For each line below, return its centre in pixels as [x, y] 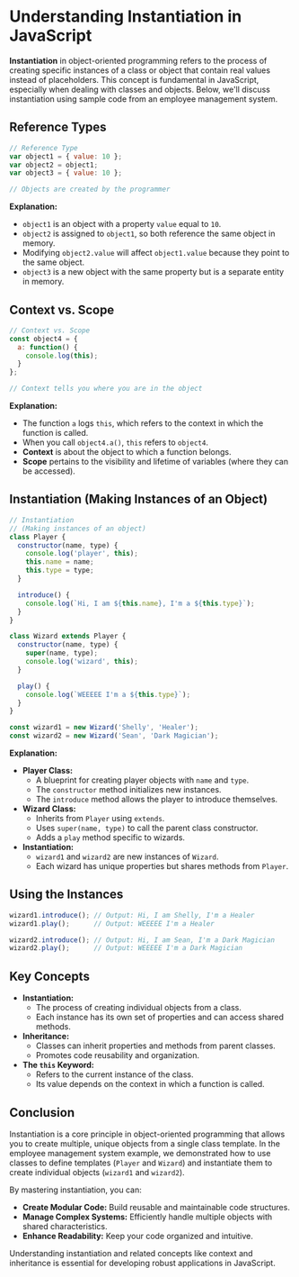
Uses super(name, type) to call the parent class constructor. [147, 828]
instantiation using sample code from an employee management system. [144, 99]
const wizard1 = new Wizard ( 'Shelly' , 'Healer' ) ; [104, 728]
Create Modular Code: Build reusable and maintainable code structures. [156, 1207]
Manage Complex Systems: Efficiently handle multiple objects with [147, 1217]
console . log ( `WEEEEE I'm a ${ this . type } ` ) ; [108, 694]
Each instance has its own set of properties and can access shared [160, 1017]
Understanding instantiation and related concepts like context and [131, 1253]
